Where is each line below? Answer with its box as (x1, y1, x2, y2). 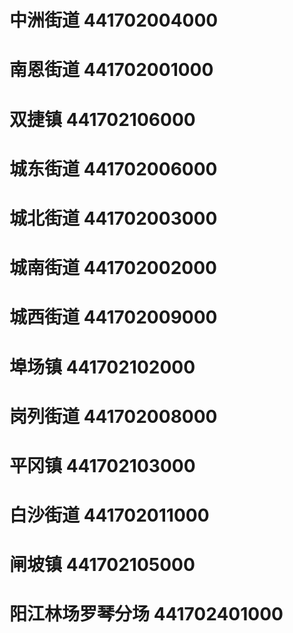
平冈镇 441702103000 (9, 454, 196, 477)
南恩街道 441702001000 (9, 59, 214, 81)
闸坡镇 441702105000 (9, 554, 196, 576)
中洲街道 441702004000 (9, 9, 219, 32)
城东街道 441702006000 (9, 157, 218, 180)
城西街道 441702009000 (9, 306, 218, 329)
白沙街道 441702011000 (9, 504, 210, 527)
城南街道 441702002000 (9, 257, 217, 280)
